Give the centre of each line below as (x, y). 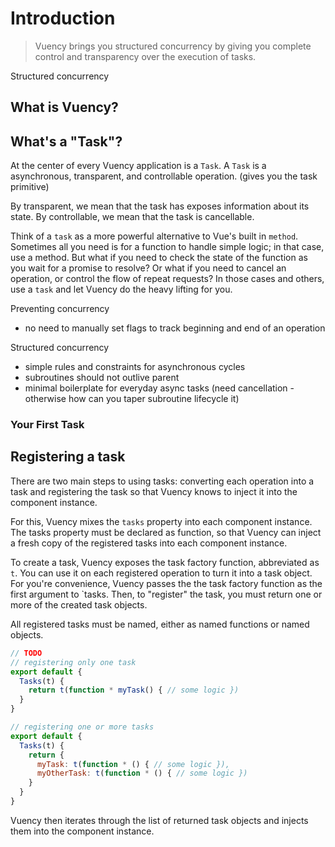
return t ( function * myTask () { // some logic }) (134, 690)
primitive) (30, 187)
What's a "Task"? (66, 141)
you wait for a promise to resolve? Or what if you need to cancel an (148, 268)
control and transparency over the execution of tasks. (145, 56)
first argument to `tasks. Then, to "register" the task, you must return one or (166, 594)
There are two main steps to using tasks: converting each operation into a (162, 481)
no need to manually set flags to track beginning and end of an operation (175, 328)
